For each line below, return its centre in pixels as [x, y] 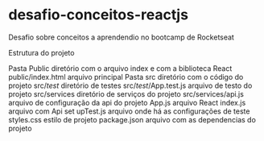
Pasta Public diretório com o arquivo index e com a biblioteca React [120, 68]
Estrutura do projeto [41, 52]
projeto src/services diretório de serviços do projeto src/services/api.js [126, 93]
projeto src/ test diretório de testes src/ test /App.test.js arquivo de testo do [130, 85]
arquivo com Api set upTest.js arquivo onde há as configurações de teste [129, 111]
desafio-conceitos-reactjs [99, 15]
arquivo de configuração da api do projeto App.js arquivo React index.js [127, 102]
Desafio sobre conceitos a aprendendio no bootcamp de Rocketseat [122, 37]
